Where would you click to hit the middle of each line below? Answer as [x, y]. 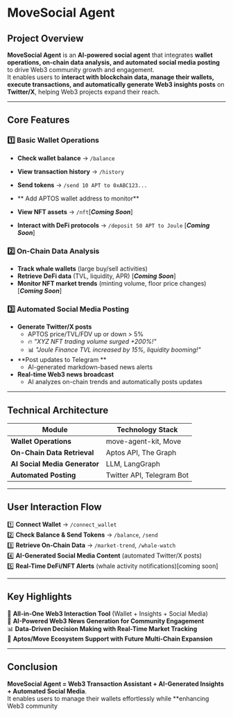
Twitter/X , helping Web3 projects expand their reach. [84, 92]
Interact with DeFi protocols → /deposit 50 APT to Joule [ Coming [113, 225]
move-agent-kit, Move [144, 442]
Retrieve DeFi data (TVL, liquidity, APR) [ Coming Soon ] [96, 276]
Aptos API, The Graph [141, 453]
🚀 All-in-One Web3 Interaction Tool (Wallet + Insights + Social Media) [107, 613]
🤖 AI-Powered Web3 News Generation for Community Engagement [106, 621]
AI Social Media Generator [55, 464]
